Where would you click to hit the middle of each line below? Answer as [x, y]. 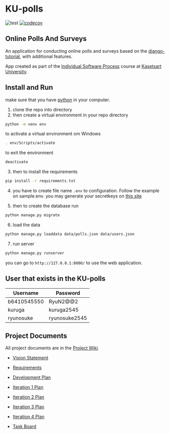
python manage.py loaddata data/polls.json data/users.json [70, 234]
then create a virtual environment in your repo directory [70, 115]
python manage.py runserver [35, 253]
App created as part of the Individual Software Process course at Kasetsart [83, 66]
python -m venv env [26, 124]
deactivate [17, 162]
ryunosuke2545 [68, 318]
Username [26, 293]
